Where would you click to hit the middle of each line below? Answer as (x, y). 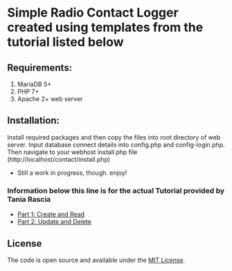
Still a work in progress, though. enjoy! (72, 172)
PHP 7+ (28, 92)
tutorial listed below (65, 42)
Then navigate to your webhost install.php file (72, 152)
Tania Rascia (29, 199)
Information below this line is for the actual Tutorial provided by (116, 190)
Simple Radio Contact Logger (93, 13)
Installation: (34, 121)
